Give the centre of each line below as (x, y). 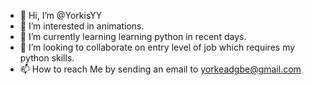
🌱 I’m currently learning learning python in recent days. (133, 36)
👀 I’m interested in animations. (82, 26)
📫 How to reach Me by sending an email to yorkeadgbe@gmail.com (160, 69)
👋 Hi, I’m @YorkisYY (61, 15)
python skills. (47, 58)
